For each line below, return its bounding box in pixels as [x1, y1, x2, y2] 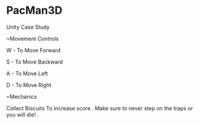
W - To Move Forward [6, 46, 61, 54]
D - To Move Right [6, 81, 51, 89]
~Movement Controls [6, 35, 59, 42]
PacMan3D [6, 4, 63, 17]
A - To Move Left [6, 69, 48, 77]
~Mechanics [6, 93, 37, 100]
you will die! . [6, 111, 39, 118]
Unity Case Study [6, 23, 50, 31]
